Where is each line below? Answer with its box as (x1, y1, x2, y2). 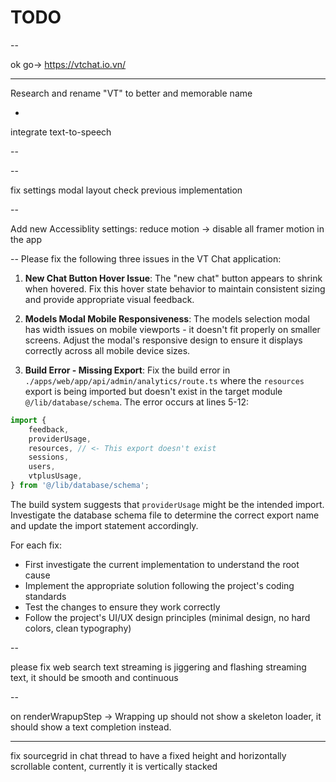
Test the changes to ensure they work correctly (24, 601, 221, 613)
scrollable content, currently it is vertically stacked (10, 760, 218, 772)
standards (24, 590, 67, 602)
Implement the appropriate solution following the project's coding (24, 579, 295, 591)
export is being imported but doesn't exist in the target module (24, 385, 283, 397)
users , (28, 462, 56, 472)
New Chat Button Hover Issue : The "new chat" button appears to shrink (24, 272, 323, 284)
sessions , (28, 452, 70, 463)
